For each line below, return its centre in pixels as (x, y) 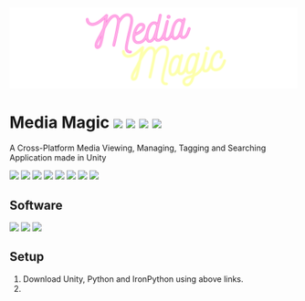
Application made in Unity (58, 158)
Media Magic (59, 123)
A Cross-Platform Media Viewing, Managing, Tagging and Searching (138, 148)
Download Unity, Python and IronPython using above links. (133, 279)
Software (36, 205)
